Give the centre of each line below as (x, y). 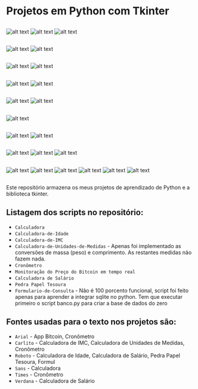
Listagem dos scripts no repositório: (75, 212)
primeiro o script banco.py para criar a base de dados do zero (91, 303)
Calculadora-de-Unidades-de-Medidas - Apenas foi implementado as (98, 246)
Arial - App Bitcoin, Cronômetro (55, 336)
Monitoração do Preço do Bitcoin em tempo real (75, 272)
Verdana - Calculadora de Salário (55, 381)
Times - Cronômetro (39, 374)
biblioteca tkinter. (27, 194)
